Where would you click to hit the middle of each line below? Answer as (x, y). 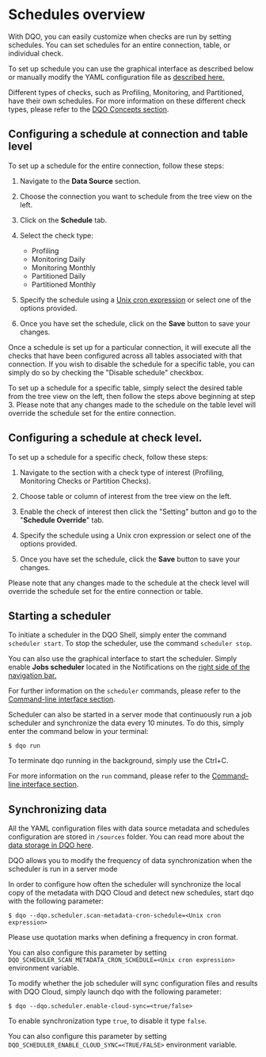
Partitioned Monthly (64, 284)
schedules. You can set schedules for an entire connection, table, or (120, 44)
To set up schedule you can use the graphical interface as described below (131, 68)
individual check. (36, 53)
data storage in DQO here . (51, 846)
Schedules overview (77, 15)
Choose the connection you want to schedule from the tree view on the (136, 196)
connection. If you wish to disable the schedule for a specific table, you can (131, 364)
